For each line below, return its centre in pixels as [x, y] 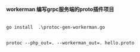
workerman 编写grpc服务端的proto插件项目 [60, 9]
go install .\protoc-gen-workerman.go [56, 27]
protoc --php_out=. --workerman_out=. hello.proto [70, 43]
